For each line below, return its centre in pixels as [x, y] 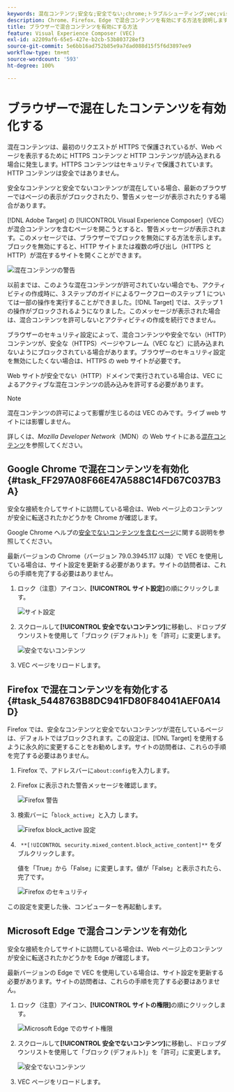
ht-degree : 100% [31, 66]
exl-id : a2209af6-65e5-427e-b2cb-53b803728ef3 [76, 40]
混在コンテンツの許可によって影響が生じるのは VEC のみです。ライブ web [113, 412]
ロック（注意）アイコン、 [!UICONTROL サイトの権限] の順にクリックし [119, 1005]
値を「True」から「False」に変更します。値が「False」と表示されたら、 [121, 868]
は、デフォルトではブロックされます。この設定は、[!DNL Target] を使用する [116, 738]
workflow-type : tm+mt [39, 53]
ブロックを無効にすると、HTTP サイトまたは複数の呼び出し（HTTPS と [110, 246]
